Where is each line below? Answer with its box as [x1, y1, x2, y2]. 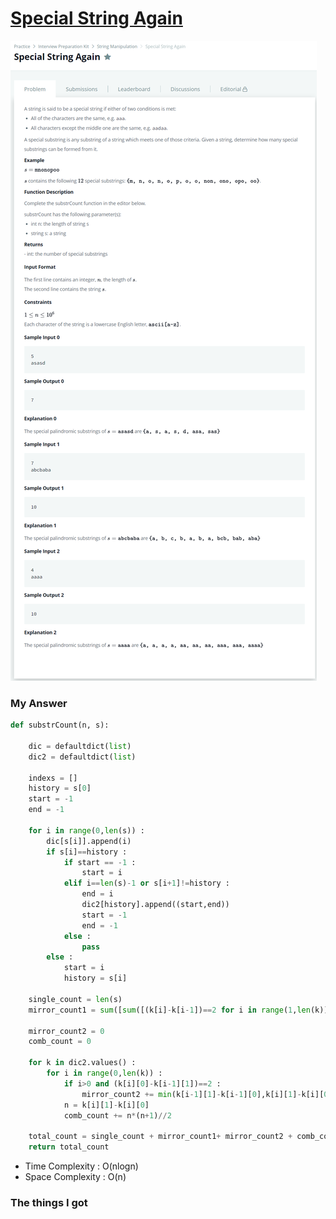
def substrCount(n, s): [10, 720, 110, 731]
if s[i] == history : [46, 847, 128, 857]
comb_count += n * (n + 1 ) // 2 [63, 1110, 172, 1121]
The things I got [10, 1196, 88, 1210]
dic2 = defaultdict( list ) [28, 752, 137, 762]
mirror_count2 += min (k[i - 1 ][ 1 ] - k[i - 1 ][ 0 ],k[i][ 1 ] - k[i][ [81, 1089, 325, 1099]
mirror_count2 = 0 [28, 1026, 105, 1036]
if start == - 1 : [63, 857, 137, 867]
